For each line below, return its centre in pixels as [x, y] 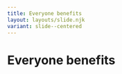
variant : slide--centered [44, 26]
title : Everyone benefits [44, 13]
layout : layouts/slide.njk [46, 20]
